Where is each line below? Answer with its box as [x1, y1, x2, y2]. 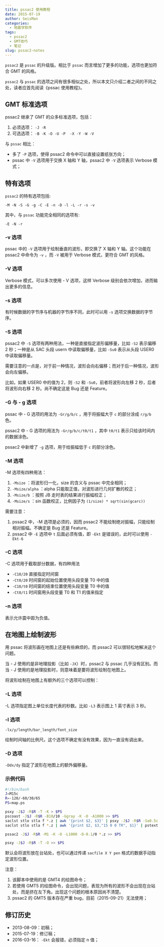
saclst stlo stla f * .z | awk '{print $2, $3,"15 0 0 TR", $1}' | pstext [5, 823, 159, 828]
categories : [5, 21, 29, 26]
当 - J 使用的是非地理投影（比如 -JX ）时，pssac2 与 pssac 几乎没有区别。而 [5, 661, 158, 667]
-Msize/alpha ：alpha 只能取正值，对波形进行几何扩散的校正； [12, 486, 138, 492]
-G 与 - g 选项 [5, 399, 37, 406]
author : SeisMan [5, 16, 38, 21]
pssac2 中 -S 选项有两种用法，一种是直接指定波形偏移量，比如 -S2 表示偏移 [5, 340, 157, 347]
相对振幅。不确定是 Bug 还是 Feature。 [12, 525, 91, 531]
